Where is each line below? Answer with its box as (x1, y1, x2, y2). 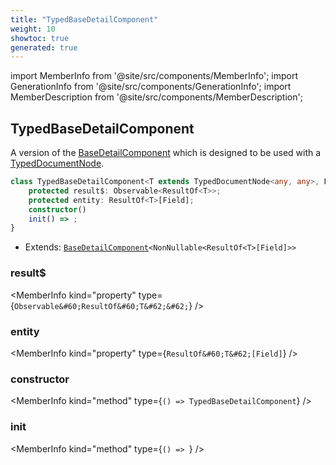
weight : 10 (10, 24, 56, 34)
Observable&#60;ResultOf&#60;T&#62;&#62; (13, 301, 190, 311)
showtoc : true (10, 33, 70, 43)
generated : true (10, 42, 78, 53)
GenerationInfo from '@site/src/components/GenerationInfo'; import (10, 81, 292, 93)
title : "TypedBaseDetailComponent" (10, 14, 159, 25)
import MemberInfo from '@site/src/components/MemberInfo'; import (10, 70, 299, 82)
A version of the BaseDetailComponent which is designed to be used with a (10, 147, 322, 159)
